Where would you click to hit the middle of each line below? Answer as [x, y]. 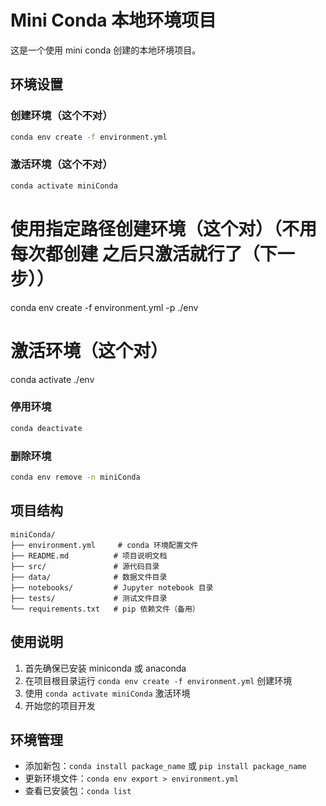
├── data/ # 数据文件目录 [89, 577]
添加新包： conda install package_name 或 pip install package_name [165, 766]
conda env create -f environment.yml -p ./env [104, 307]
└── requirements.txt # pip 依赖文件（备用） [105, 609]
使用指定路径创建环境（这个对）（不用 [164, 228]
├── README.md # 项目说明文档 [89, 556]
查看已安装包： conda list [78, 791]
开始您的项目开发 [60, 705]
